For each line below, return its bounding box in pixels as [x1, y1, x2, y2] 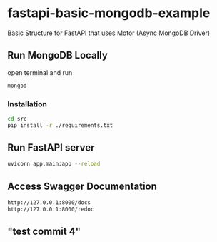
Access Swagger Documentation [7, 180, 157, 192]
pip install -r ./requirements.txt [7, 121, 113, 129]
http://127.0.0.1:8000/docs [7, 199, 91, 206]
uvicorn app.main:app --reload [7, 161, 101, 168]
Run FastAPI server [7, 141, 95, 154]
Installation [7, 99, 48, 109]
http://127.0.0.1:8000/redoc [7, 206, 94, 213]
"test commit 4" [7, 226, 81, 238]
